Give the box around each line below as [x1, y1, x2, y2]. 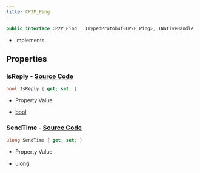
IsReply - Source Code [6, 72, 74, 80]
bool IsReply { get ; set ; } [6, 86, 78, 92]
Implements [15, 36, 45, 44]
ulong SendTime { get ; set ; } [6, 137, 83, 143]
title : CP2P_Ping [6, 8, 50, 15]
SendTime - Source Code [6, 123, 82, 132]
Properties [6, 54, 47, 64]
